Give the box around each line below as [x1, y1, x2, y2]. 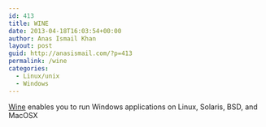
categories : [8, 65, 49, 73]
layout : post [8, 42, 53, 50]
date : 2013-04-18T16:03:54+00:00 [8, 27, 122, 35]
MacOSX [8, 110, 38, 120]
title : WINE [8, 19, 49, 28]
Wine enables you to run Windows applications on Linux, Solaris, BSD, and [8, 102, 258, 112]
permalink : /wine [8, 57, 68, 66]
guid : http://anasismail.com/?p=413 [8, 49, 133, 57]
